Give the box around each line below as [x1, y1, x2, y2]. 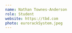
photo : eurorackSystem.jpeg [5, 20, 63, 26]
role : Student [5, 12, 35, 16]
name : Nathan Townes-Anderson [5, 7, 68, 12]
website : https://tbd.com [5, 16, 58, 21]
